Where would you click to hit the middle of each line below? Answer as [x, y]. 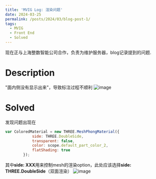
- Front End [22, 33]
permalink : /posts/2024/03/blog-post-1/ [48, 19]
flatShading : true [51, 150]
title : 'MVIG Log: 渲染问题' [34, 10]
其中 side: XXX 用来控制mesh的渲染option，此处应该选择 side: [68, 165]
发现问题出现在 [20, 122]
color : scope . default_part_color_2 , [70, 146]
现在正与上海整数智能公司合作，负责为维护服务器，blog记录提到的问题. [78, 52]
